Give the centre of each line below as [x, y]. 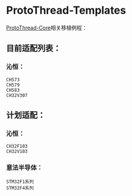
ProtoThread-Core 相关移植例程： [47, 27]
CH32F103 [17, 146]
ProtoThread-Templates [66, 10]
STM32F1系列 [20, 182]
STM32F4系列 [20, 188]
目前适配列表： [34, 48]
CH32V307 [17, 95]
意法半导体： [25, 168]
